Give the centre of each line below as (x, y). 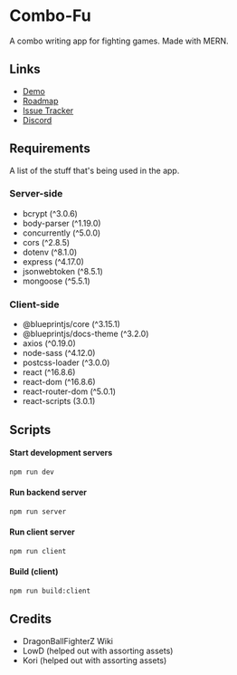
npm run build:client (50, 591)
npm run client (38, 551)
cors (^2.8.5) (46, 242)
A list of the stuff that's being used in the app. (95, 170)
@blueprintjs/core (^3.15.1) (71, 324)
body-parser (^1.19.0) (62, 223)
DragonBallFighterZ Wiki (68, 641)
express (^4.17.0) (53, 261)
